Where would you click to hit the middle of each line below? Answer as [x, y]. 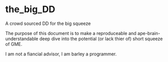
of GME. [14, 44]
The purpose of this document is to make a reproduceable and [71, 33]
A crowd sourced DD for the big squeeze [48, 23]
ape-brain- [149, 33]
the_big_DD [30, 9]
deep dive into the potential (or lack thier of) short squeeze [101, 39]
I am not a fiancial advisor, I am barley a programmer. [61, 54]
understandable [22, 39]
